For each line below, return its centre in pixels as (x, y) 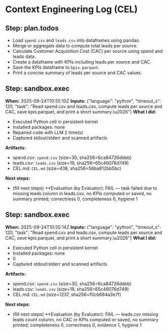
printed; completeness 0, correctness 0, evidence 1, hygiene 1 (77, 325)
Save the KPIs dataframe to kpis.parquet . (56, 67)
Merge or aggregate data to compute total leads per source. (75, 46)
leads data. (24, 56)
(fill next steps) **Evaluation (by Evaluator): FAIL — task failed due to (85, 188)
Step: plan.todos (32, 28)
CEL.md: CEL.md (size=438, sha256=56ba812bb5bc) (67, 168)
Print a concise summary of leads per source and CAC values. (77, 73)
